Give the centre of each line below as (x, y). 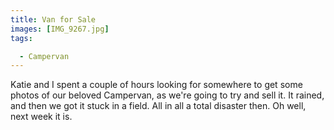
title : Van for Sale (53, 19)
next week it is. (41, 117)
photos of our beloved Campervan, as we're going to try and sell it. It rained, (167, 95)
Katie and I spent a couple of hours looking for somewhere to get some (156, 85)
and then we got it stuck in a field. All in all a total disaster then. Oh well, (158, 106)
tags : (21, 38)
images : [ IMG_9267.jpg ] (60, 29)
